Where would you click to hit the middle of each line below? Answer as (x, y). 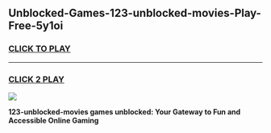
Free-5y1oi (36, 26)
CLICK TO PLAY (40, 49)
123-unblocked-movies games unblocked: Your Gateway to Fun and (125, 111)
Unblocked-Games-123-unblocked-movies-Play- (135, 13)
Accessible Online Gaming (54, 120)
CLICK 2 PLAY (36, 79)
